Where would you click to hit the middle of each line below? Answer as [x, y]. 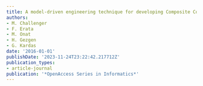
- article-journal [29, 68]
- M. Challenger [27, 23]
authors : [17, 18]
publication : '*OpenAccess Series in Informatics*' [72, 74]
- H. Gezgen [21, 40]
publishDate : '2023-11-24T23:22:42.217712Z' [63, 57]
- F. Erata [20, 29]
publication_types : [31, 62]
